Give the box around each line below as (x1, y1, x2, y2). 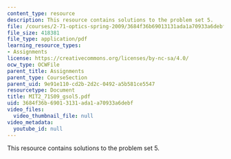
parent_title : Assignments (7, 67, 85, 74)
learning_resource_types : (7, 42, 81, 49)
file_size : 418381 (7, 29, 60, 36)
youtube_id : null (13, 125, 63, 132)
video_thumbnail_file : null (13, 112, 94, 119)
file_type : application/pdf (7, 36, 88, 43)
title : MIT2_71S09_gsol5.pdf (7, 94, 91, 100)
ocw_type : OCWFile (7, 61, 60, 68)
